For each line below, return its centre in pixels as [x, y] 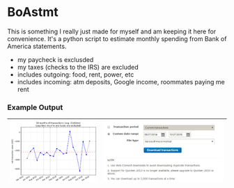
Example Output [35, 107]
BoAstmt [33, 12]
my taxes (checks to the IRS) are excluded [78, 67]
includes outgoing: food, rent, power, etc [76, 75]
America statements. [37, 46]
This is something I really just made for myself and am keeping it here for [112, 31]
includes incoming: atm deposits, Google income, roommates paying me [121, 81]
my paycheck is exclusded [55, 59]
